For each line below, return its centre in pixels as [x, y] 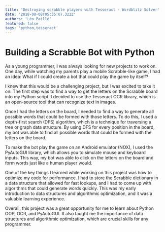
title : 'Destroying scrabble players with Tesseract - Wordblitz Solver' [82, 10]
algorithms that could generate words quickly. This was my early [71, 189]
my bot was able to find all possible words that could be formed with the [78, 133]
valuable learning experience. [35, 199]
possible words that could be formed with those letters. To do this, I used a [81, 117]
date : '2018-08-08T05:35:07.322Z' [41, 14]
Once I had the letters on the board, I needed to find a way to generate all [80, 112]
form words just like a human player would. [49, 163]
